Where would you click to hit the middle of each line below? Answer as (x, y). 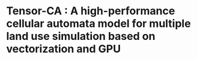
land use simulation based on (81, 36)
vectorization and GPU (64, 49)
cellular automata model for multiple (98, 24)
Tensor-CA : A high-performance (91, 11)
